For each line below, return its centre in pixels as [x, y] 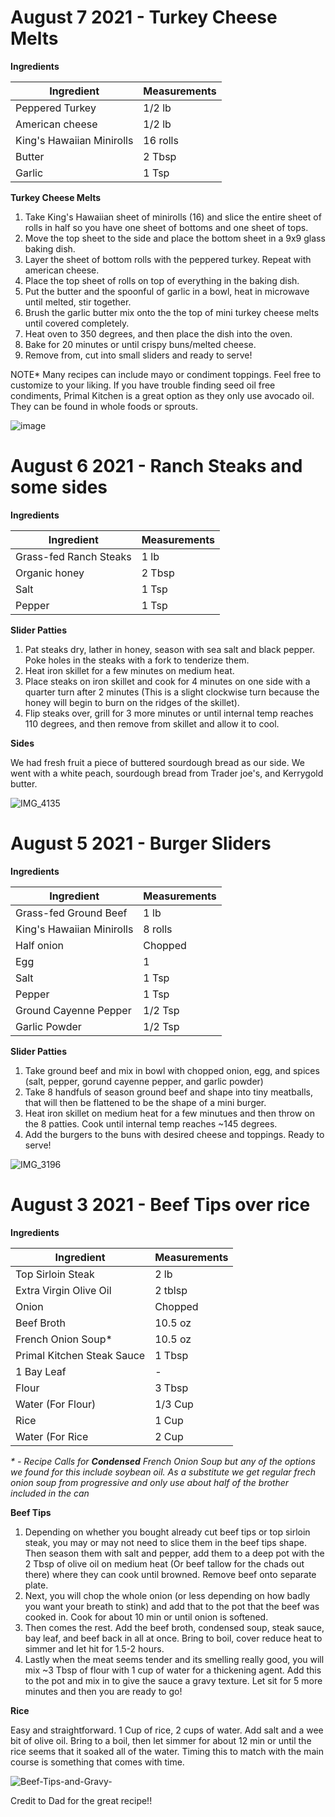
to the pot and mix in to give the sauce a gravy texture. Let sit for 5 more [173, 1680]
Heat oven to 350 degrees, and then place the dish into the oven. [158, 333]
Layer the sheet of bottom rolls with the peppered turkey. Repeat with [168, 259]
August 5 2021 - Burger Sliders [141, 843]
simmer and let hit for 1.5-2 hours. [94, 1648]
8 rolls [158, 929]
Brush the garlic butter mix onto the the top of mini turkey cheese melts [172, 312]
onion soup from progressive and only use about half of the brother [150, 1482]
